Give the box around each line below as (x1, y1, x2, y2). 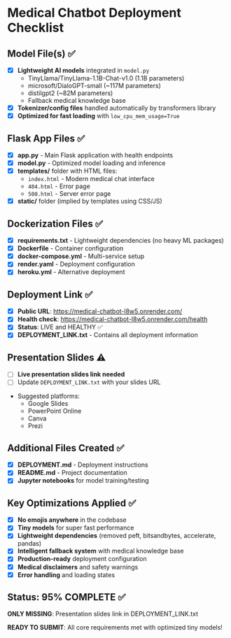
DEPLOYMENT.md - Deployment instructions (17, 460, 148, 469)
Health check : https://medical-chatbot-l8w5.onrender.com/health (17, 315, 208, 323)
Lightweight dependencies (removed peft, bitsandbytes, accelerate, (17, 532, 216, 540)
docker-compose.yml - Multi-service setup (17, 252, 145, 260)
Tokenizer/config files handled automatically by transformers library (17, 104, 216, 113)
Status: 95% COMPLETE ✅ (7, 591, 126, 603)
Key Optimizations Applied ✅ (7, 497, 136, 509)
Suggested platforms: (17, 392, 80, 400)
